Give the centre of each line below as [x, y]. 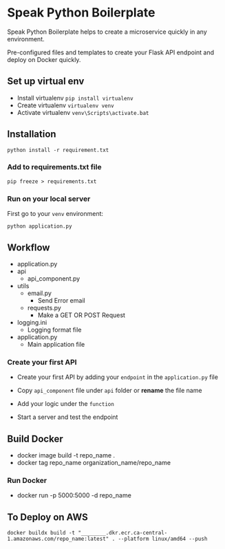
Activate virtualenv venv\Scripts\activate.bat [83, 112]
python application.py [40, 226]
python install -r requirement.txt [58, 150]
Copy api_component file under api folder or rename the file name [109, 391]
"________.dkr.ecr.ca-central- [123, 533]
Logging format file [54, 330]
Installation [32, 134]
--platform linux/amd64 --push [163, 539]
